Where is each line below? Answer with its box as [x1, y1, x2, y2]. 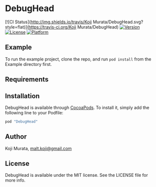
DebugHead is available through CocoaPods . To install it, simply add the [5, 105, 150, 110]
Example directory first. [5, 61, 52, 67]
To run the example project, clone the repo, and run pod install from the [5, 56, 152, 62]
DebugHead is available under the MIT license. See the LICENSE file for [5, 172, 148, 178]
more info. [5, 177, 26, 183]
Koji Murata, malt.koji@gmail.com [5, 145, 72, 151]
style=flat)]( [5, 24, 29, 30]
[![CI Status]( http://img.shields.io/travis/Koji [5, 19, 92, 25]
